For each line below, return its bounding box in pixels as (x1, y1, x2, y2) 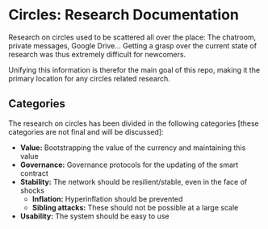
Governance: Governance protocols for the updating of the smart (19, 160, 239, 169)
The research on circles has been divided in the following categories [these (8, 119, 260, 128)
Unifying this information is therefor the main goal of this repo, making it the (8, 65, 261, 74)
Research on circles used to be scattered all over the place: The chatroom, (8, 32, 257, 42)
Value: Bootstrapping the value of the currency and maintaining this (19, 143, 246, 152)
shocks (19, 185, 44, 195)
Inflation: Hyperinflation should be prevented (31, 194, 183, 203)
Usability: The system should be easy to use (19, 211, 170, 221)
